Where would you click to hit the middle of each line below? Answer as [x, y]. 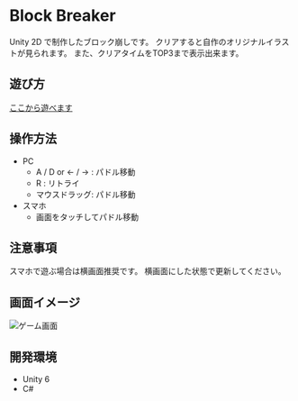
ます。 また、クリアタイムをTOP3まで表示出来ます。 [146, 53]
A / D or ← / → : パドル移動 [86, 171]
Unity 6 [36, 379]
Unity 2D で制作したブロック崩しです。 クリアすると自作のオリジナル [138, 41]
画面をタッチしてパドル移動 [87, 216]
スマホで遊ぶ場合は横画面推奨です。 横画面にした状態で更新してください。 [148, 271]
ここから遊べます [41, 107]
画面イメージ [45, 302]
